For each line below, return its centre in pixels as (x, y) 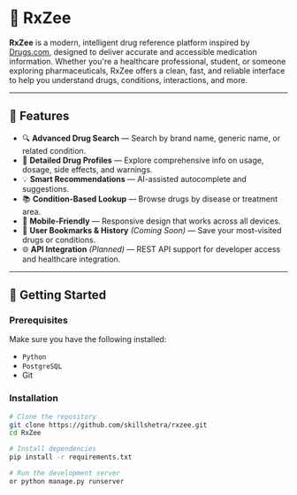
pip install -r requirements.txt (71, 457)
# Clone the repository (53, 416)
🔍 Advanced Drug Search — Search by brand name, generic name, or (151, 138)
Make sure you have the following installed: (88, 339)
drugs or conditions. (59, 240)
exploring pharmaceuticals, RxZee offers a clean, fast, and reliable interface (147, 71)
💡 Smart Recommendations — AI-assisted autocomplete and (134, 179)
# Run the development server (65, 473)
